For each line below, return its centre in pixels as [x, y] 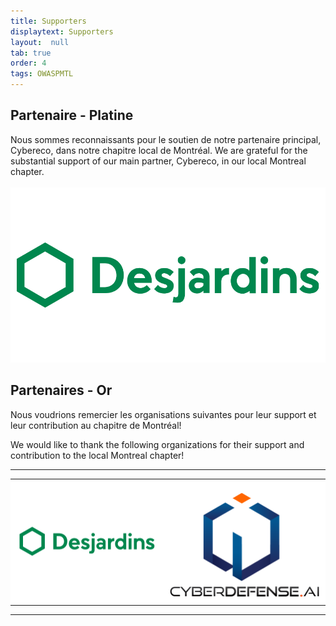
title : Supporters [48, 21]
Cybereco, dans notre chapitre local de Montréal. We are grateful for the [159, 150]
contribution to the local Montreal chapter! [97, 455]
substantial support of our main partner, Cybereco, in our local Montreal [158, 161]
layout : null [40, 42]
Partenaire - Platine [72, 115]
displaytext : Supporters [62, 31]
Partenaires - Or [61, 390]
